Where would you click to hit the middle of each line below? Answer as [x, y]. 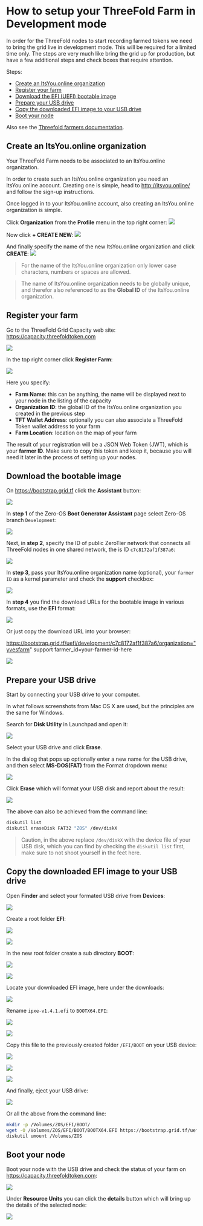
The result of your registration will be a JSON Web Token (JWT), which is [97, 444]
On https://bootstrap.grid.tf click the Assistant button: [73, 491]
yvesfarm [18, 650]
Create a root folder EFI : [36, 918]
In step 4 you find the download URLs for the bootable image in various [95, 602]
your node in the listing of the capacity [63, 401]
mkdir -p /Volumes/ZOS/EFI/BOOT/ [48, 1124]
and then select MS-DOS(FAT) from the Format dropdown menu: [87, 766]
